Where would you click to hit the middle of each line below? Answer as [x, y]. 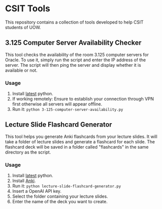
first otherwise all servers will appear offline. [57, 104]
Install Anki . [24, 181]
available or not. [21, 70]
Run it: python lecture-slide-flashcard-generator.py [67, 186]
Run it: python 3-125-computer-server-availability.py [68, 109]
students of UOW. [23, 27]
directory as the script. [28, 152]
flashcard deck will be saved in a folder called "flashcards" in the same [77, 147]
